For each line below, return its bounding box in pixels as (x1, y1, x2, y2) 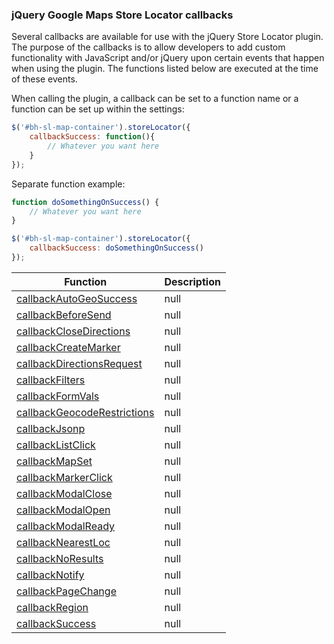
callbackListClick (16, 438, 96, 452)
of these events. (11, 73, 78, 85)
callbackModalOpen (16, 503, 111, 517)
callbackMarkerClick (16, 470, 113, 484)
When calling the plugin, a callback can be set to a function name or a (11, 93, 299, 105)
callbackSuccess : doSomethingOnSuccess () (29, 243, 204, 253)
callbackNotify (16, 568, 85, 582)
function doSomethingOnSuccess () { (11, 197, 160, 207)
